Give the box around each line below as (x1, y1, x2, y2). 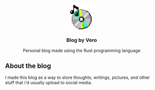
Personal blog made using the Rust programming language (22, 48, 141, 54)
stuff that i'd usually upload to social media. (5, 80, 92, 86)
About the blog (5, 61, 51, 70)
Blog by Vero (66, 36, 97, 43)
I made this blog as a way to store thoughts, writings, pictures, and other (5, 75, 150, 80)
